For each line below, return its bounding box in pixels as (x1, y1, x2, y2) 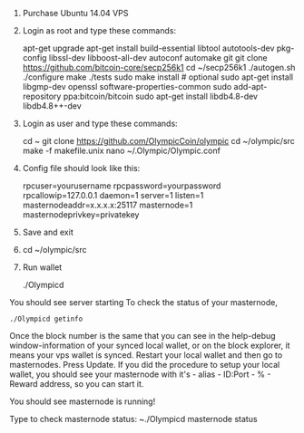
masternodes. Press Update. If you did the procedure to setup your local (9, 360, 280, 370)
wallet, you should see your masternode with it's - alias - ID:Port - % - (9, 369, 271, 380)
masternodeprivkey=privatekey (22, 209, 140, 220)
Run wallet (22, 262, 63, 273)
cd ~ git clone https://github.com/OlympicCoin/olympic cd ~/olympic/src (22, 136, 295, 146)
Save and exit (22, 226, 74, 237)
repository (22, 91, 62, 101)
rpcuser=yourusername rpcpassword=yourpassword (22, 180, 221, 191)
